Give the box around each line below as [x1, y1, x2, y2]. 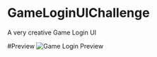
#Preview [7, 42, 35, 50]
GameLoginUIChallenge [7, 5, 150, 21]
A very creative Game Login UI [7, 28, 97, 37]
